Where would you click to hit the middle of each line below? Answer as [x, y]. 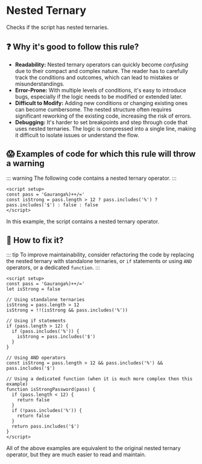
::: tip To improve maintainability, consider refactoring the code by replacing [100, 255]
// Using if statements [36, 321]
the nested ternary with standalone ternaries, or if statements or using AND [99, 261]
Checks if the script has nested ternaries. [58, 27]
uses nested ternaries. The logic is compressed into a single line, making [105, 129]
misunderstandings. [39, 84]
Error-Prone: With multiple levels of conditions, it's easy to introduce [100, 90]
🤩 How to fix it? [35, 240]
